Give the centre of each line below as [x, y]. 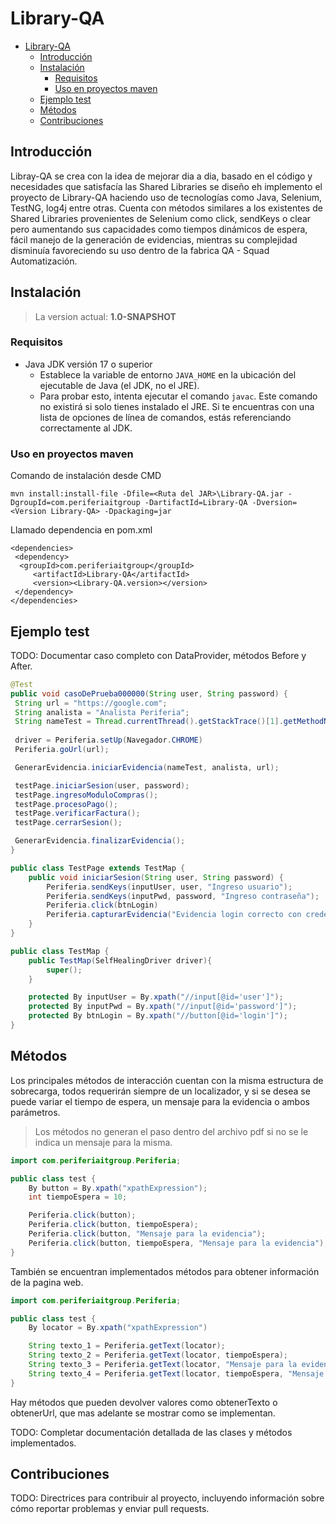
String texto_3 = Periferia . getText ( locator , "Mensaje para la [163, 1365]
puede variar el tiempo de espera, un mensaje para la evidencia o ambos [160, 1101]
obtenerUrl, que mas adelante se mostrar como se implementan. [143, 1413]
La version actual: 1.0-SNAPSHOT [105, 316]
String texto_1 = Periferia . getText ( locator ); [127, 1346]
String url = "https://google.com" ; [91, 703]
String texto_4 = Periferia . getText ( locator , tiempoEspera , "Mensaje [176, 1373]
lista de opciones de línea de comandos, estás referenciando [165, 417]
